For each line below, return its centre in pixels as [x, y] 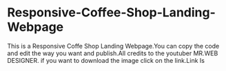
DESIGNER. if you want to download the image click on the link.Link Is [106, 60]
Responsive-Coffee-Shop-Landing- [111, 13]
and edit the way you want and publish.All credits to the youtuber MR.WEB [113, 53]
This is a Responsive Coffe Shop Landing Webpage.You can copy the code [113, 46]
